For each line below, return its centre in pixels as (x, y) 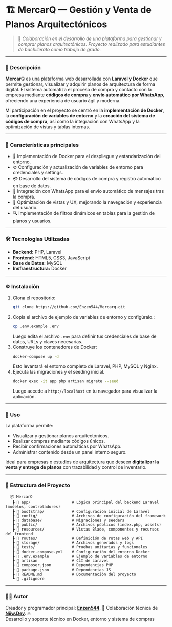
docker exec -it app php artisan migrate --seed (66, 381)
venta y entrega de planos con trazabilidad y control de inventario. (76, 467)
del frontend (19, 534)
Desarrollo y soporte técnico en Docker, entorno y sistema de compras (80, 619)
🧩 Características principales (42, 145)
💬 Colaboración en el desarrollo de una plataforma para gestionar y (90, 38)
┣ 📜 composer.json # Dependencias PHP (63, 565)
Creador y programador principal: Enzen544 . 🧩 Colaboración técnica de (82, 608)
